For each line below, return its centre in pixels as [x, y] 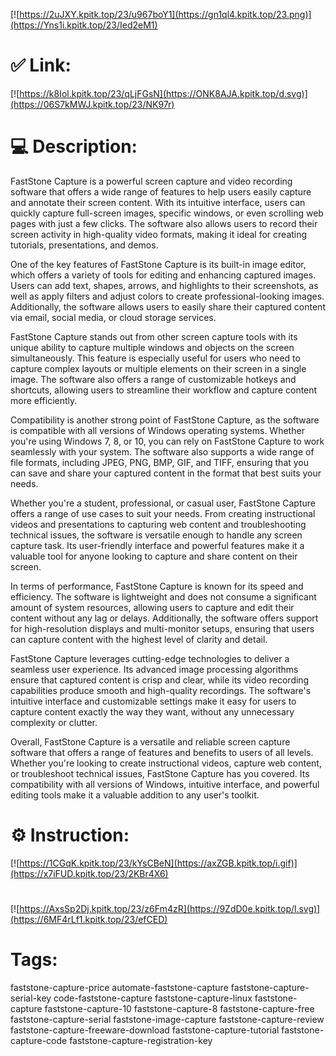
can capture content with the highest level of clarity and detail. [139, 639]
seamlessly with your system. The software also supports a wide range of [162, 451]
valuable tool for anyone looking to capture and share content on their [154, 556]
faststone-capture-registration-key [141, 1040]
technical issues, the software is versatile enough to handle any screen [156, 535]
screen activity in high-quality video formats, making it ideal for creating [159, 234]
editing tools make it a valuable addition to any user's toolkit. [135, 795]
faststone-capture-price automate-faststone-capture [119, 987]
